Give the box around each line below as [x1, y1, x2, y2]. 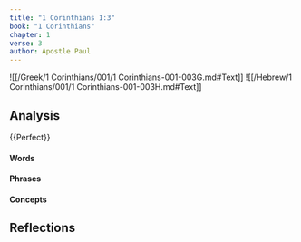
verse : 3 [9, 38, 43, 48]
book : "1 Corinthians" [9, 22, 95, 31]
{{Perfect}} [9, 131, 51, 142]
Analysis [9, 108, 61, 123]
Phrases [9, 173, 42, 184]
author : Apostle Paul [9, 47, 92, 56]
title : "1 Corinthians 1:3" [9, 13, 116, 23]
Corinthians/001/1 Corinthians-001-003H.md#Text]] [9, 82, 202, 92]
